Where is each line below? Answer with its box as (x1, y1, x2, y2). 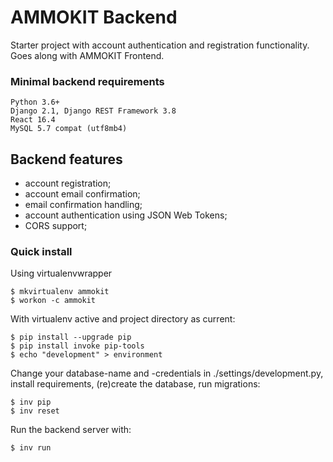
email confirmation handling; (24, 199, 143, 211)
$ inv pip (10, 397, 52, 408)
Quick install (10, 244, 73, 258)
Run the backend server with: (10, 424, 132, 436)
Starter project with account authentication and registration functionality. (10, 39, 310, 51)
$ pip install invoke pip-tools (10, 341, 145, 351)
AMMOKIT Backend (10, 6, 178, 29)
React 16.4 (10, 115, 56, 125)
